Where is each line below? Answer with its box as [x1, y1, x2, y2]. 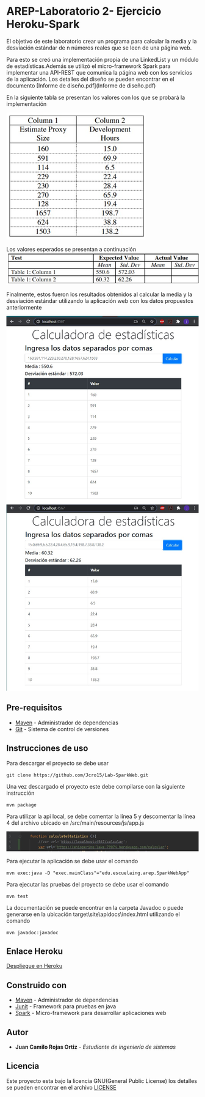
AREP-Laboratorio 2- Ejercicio [6, 4, 162, 18]
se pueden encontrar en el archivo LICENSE [6, 1084, 117, 1091]
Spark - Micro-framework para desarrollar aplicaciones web [15, 1010, 167, 1017]
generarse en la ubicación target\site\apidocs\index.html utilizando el [6, 910, 180, 918]
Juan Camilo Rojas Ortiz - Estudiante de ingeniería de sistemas [15, 1043, 176, 1051]
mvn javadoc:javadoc [6, 929, 59, 935]
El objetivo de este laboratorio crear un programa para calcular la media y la [6, 37, 197, 45]
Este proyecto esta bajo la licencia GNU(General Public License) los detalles [6, 1077, 197, 1084]
